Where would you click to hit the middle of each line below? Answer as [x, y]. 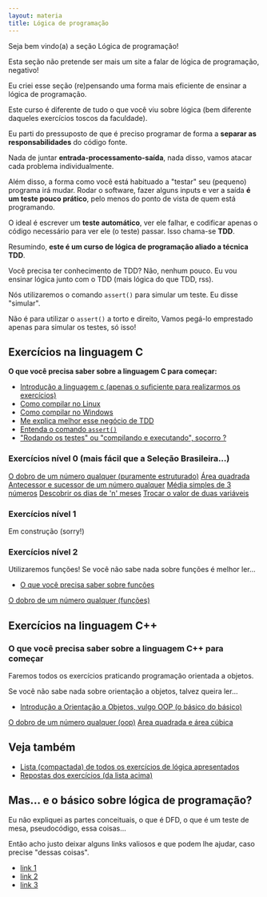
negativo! [24, 70]
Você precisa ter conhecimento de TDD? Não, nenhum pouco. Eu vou [123, 270]
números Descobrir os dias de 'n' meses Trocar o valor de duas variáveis [129, 493]
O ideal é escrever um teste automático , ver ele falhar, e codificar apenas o [133, 222]
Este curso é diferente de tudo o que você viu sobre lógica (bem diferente [130, 110]
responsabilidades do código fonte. [68, 142]
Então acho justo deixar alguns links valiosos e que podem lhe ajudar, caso [132, 843]
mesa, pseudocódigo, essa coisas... [67, 828]
